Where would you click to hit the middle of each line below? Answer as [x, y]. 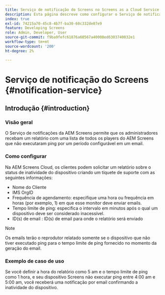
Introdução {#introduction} [47, 108]
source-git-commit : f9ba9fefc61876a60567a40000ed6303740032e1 [70, 37]
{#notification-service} [54, 90]
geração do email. [23, 248]
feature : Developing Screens [35, 28]
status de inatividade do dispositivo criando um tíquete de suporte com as [80, 172]
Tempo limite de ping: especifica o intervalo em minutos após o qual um [85, 208]
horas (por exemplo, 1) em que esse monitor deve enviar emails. [77, 203]
